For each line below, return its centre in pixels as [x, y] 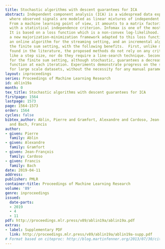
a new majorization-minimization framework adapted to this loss [78, 37]
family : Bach [23, 166]
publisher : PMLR [22, 179]
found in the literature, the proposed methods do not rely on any [80, 51]
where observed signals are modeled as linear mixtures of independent [84, 19]
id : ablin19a [18, 83]
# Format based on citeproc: [35, 239]
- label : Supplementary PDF [34, 230]
